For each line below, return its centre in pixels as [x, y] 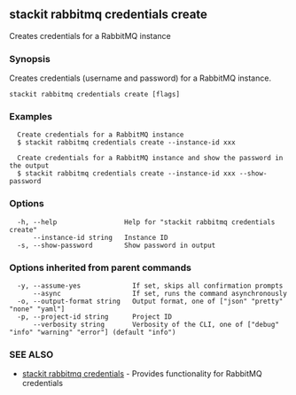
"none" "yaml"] [37, 309]
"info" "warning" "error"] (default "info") [93, 332]
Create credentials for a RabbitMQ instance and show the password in [150, 159]
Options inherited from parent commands [101, 267]
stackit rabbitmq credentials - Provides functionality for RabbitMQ [142, 374]
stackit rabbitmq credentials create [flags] [94, 95]
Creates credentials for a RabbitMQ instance [90, 35]
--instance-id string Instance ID [100, 237]
